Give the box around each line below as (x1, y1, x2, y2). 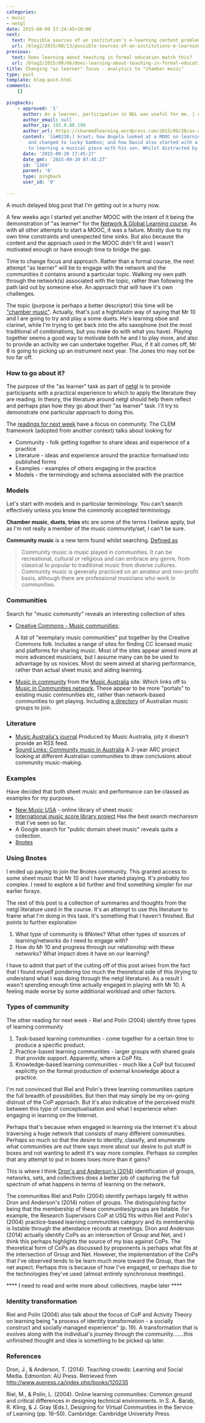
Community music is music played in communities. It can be (21, 548, 173, 556)
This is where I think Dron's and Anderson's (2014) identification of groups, (6, 1167, 195, 1175)
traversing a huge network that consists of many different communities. (6, 1130, 186, 1137)
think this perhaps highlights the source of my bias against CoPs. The (6, 1238, 181, 1245)
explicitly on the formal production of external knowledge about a (15, 1067, 180, 1074)
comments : (6, 83, 32, 89)
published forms (15, 458, 57, 465)
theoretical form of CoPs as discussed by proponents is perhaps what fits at (6, 1244, 198, 1251)
